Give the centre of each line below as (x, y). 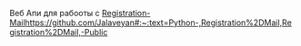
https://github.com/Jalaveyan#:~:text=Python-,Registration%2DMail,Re (159, 23)
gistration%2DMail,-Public (59, 32)
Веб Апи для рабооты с (55, 13)
